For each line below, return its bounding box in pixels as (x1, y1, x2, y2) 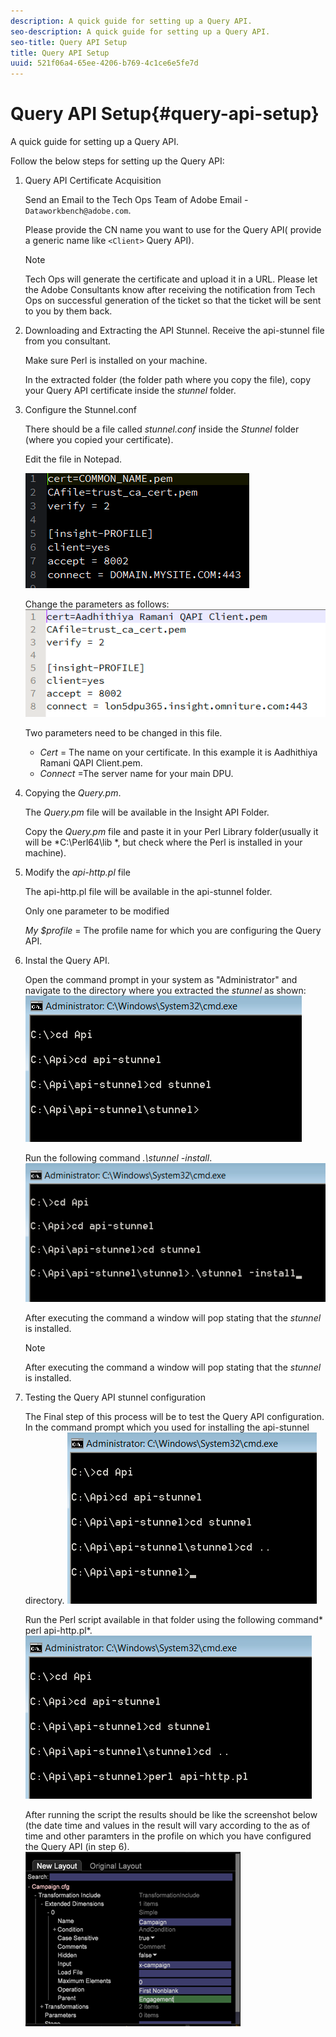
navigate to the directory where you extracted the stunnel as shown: (24, 984, 307, 996)
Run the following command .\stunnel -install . (24, 1151, 213, 1164)
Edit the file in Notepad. (24, 453, 123, 465)
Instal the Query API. (24, 954, 110, 966)
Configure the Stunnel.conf (24, 404, 138, 416)
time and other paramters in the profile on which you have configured (24, 1830, 312, 1842)
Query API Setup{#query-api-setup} (10, 103, 320, 125)
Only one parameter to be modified (24, 905, 170, 917)
